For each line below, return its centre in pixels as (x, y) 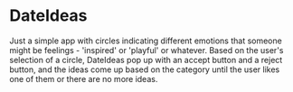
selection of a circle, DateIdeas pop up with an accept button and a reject (146, 60)
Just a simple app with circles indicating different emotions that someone (146, 41)
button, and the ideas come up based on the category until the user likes (145, 69)
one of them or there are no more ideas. (84, 78)
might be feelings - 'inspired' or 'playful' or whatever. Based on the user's (146, 50)
